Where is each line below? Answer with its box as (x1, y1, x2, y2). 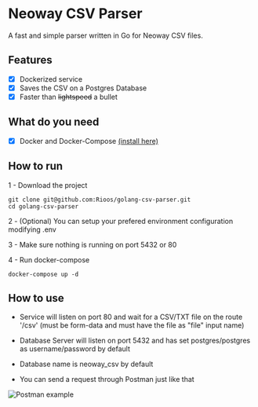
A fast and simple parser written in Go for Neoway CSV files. (8, 31, 204, 40)
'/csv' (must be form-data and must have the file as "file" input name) (19, 321, 245, 330)
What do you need (8, 115, 100, 129)
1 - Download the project (8, 180, 88, 189)
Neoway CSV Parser (8, 5, 143, 23)
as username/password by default (19, 344, 131, 354)
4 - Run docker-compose (8, 255, 90, 264)
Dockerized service (19, 74, 83, 83)
